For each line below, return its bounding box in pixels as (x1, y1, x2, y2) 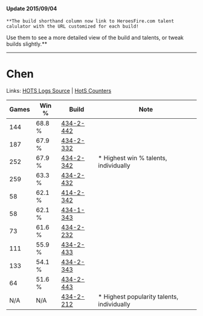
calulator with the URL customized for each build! (6, 24, 139, 30)
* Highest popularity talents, (98, 292, 179, 301)
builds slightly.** (6, 40, 47, 48)
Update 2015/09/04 (6, 5, 57, 12)
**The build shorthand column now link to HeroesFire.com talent (6, 18, 174, 24)
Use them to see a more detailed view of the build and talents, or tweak (6, 34, 184, 42)
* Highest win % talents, (98, 154, 167, 162)
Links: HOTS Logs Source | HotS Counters (6, 87, 112, 95)
